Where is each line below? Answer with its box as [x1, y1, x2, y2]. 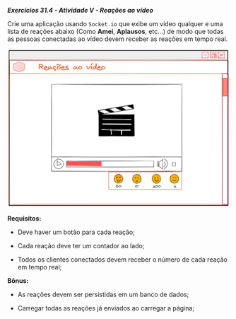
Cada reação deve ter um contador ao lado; [17, 241, 145, 250]
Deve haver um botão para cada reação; [17, 228, 136, 236]
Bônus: [7, 276, 29, 285]
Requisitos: [7, 214, 42, 222]
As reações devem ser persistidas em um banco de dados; [17, 290, 189, 298]
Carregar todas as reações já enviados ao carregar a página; [17, 303, 195, 312]
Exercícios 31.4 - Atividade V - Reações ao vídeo [7, 6, 154, 14]
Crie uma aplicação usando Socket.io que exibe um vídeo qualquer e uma [7, 20, 224, 28]
